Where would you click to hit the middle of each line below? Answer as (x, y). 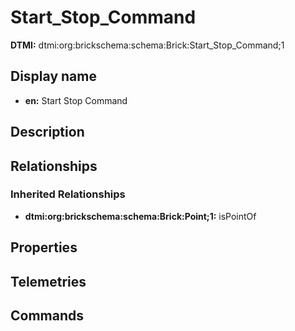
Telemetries (48, 281)
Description (47, 132)
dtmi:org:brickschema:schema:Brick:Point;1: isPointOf (140, 216)
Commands (47, 315)
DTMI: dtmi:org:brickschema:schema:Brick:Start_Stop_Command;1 (147, 45)
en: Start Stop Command (76, 100)
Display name (53, 76)
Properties (44, 247)
